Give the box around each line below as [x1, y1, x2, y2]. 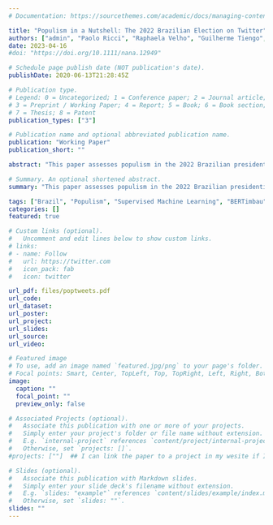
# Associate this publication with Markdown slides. [8, 474, 198, 483]
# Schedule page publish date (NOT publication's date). [8, 64, 206, 72]
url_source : [8, 332, 49, 341]
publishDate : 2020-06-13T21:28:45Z [8, 71, 129, 80]
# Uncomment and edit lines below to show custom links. [8, 235, 213, 243]
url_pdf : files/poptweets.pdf [8, 287, 111, 295]
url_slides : [8, 325, 49, 333]
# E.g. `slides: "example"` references [8, 489, 151, 497]
